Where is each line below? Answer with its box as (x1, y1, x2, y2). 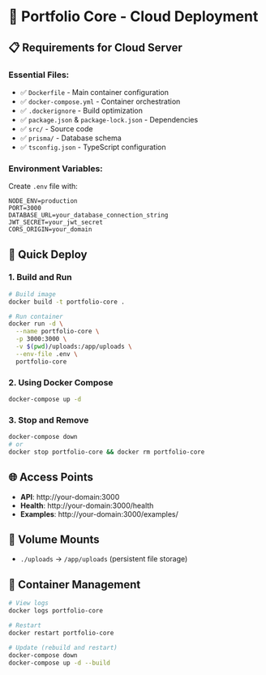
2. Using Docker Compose (8, 376, 114, 388)
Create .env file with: (8, 182, 79, 191)
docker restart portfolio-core (8, 629, 114, 637)
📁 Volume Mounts (8, 533, 100, 547)
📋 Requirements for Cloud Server (8, 41, 182, 54)
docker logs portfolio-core (8, 607, 104, 615)
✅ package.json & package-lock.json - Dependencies (19, 114, 199, 124)
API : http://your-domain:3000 (19, 492, 120, 501)
